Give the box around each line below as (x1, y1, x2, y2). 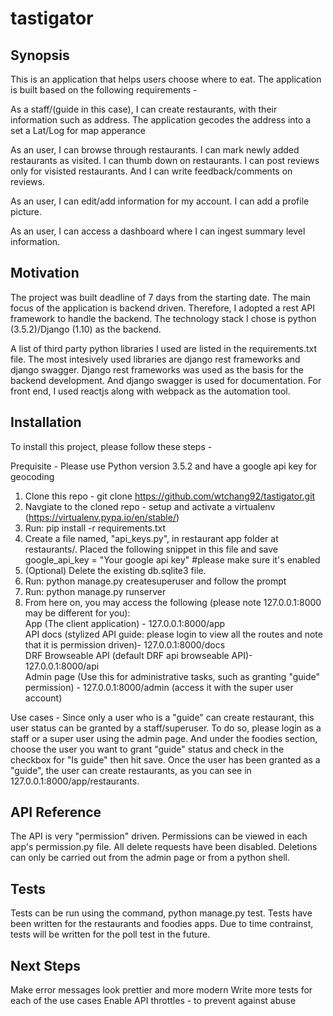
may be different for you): (24, 607, 131, 619)
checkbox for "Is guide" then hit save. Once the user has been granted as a (10, 753, 321, 766)
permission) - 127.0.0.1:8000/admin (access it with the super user (24, 681, 294, 693)
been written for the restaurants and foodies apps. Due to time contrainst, (10, 918, 314, 930)
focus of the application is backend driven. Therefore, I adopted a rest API (10, 302, 316, 314)
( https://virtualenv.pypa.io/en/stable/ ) (24, 511, 180, 523)
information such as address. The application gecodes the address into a (10, 114, 312, 126)
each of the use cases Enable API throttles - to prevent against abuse (10, 995, 297, 1007)
